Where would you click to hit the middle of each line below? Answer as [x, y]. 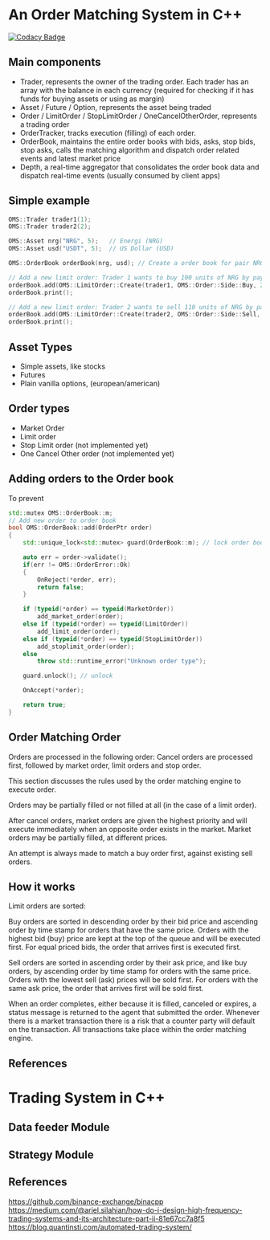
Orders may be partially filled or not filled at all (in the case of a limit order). [133, 805]
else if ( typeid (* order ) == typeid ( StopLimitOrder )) [113, 639]
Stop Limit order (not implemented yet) [84, 445]
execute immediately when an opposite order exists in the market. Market [130, 829]
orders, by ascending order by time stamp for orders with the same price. [130, 971]
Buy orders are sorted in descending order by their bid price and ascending [133, 922]
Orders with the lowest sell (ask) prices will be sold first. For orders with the [133, 980]
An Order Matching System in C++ [125, 15]
